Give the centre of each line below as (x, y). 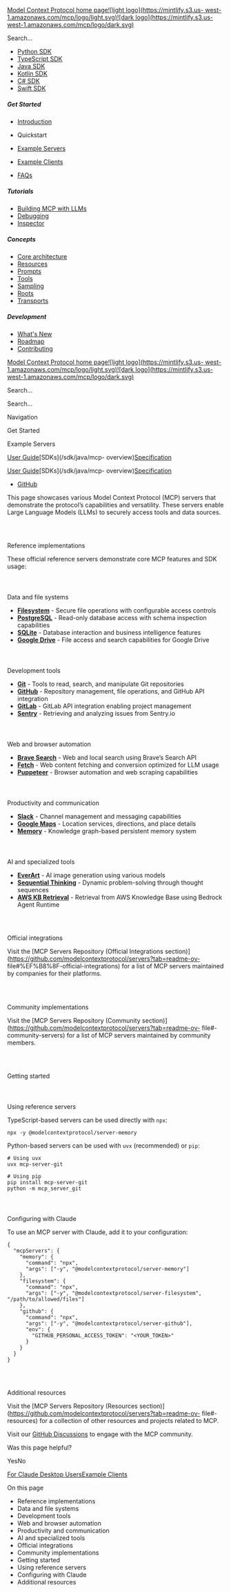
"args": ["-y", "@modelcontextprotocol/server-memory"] (107, 1269)
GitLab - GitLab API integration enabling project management (104, 706)
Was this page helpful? (40, 1448)
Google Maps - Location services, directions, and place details (107, 824)
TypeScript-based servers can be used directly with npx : (87, 1120)
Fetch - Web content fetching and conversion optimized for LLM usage (118, 765)
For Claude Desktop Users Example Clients (67, 1474)
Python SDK (34, 52)
